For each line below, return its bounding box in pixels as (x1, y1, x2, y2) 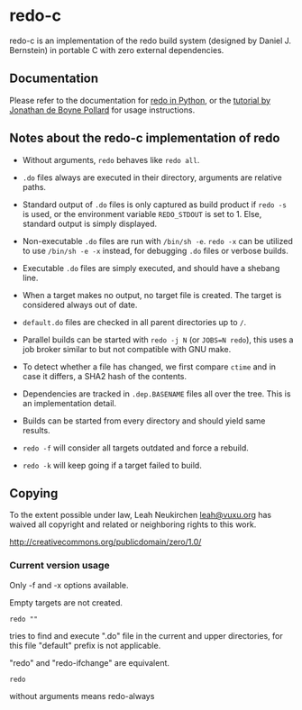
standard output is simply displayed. (22, 218, 158, 229)
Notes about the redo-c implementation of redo (9, 131, 280, 146)
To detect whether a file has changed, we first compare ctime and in (22, 361, 277, 372)
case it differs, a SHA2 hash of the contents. (22, 370, 188, 381)
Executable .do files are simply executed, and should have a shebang (22, 262, 280, 273)
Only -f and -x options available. (9, 579, 129, 590)
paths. (22, 181, 47, 192)
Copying (9, 486, 59, 501)
